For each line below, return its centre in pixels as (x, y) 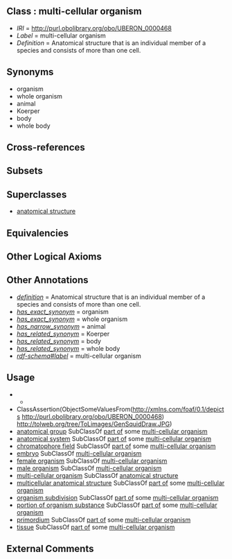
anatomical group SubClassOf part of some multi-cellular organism (112, 431)
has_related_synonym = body (59, 341)
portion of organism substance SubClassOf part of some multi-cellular (117, 505)
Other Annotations (47, 280)
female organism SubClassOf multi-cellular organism (92, 461)
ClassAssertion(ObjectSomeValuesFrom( (74, 409)
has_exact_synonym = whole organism (72, 319)
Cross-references (46, 147)
